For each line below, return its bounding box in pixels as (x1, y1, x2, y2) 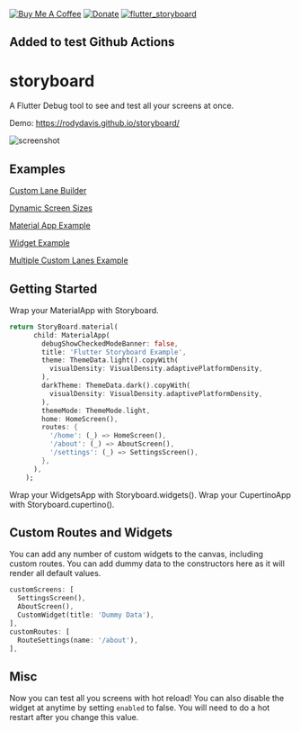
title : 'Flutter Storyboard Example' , (41, 347, 187, 356)
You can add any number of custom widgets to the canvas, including (9, 549, 263, 560)
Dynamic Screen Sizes (9, 203, 93, 213)
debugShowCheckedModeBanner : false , (41, 338, 179, 348)
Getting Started (9, 281, 98, 296)
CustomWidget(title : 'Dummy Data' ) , (17, 610, 154, 620)
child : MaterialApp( (32, 330, 110, 339)
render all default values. (9, 568, 101, 579)
